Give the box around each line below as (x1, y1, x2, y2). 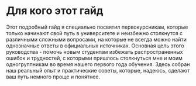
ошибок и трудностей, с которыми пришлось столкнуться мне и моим (6, 54, 183, 61)
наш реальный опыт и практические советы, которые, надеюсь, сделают (6, 67, 190, 74)
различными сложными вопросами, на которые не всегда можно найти (6, 36, 187, 43)
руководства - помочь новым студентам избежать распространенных (6, 48, 183, 55)
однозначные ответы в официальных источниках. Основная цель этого (6, 42, 184, 49)
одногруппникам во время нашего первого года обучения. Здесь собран (6, 60, 190, 68)
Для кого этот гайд (6, 4, 104, 18)
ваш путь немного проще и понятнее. (6, 73, 101, 80)
